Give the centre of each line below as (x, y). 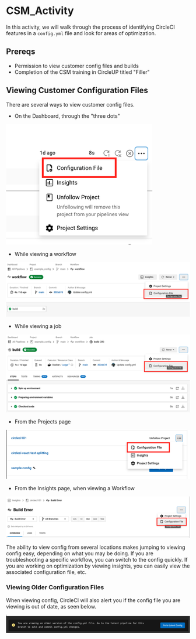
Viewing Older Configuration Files (55, 587)
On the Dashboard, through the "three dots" (67, 116)
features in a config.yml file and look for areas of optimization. (81, 33)
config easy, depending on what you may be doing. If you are (80, 553)
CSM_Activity (40, 11)
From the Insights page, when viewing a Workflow (75, 488)
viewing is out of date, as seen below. (51, 606)
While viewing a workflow (45, 254)
